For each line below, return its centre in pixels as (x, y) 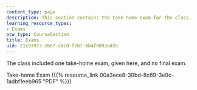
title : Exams (23, 40)
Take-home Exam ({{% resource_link (52, 75)
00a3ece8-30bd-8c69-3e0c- (137, 75)
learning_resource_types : (39, 23)
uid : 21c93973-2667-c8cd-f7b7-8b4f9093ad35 (62, 46)
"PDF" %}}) (57, 81)
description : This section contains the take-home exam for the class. (99, 18)
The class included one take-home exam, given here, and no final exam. (97, 63)
